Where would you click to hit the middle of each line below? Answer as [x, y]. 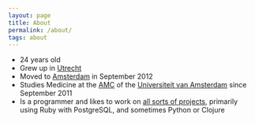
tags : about [28, 37]
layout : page [30, 15]
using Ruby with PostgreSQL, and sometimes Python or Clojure [122, 110]
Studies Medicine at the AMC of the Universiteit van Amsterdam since [133, 85]
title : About [30, 23]
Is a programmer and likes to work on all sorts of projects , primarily [129, 102]
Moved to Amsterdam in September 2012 [86, 76]
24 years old [40, 60]
